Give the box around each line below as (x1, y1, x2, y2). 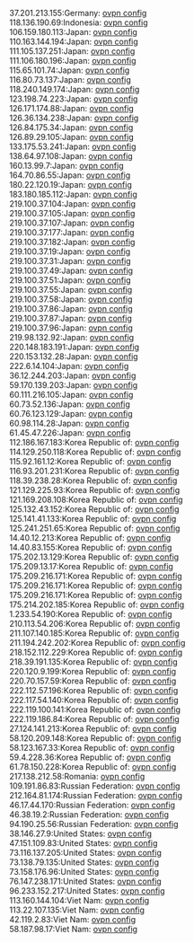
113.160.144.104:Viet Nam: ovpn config (9, 895, 150, 905)
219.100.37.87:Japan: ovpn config (9, 313, 132, 323)
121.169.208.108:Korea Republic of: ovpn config (9, 494, 183, 505)
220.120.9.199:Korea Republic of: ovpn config (9, 666, 177, 676)
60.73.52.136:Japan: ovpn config (9, 399, 130, 410)
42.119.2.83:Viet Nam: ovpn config (9, 914, 137, 924)
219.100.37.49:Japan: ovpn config (9, 265, 133, 276)
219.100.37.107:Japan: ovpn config (9, 217, 135, 228)
